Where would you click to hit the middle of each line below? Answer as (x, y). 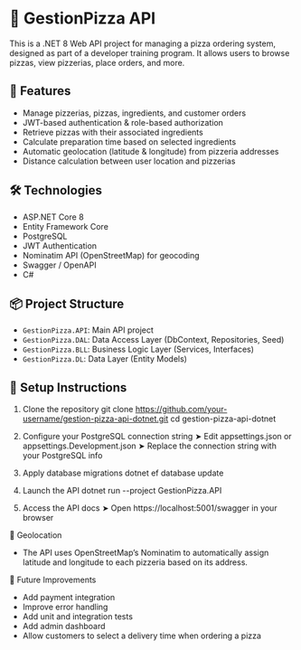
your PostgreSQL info (62, 456)
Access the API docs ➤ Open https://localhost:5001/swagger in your (150, 508)
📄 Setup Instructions (68, 387)
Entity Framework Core (65, 226)
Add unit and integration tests (78, 617)
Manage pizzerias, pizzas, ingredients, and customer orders (134, 113)
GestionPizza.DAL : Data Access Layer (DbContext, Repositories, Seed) (153, 340)
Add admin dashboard (64, 626)
